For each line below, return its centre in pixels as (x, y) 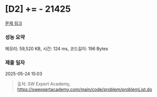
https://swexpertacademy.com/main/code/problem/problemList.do (85, 89)
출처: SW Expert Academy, (44, 84)
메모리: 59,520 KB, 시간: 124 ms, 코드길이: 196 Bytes (57, 49)
